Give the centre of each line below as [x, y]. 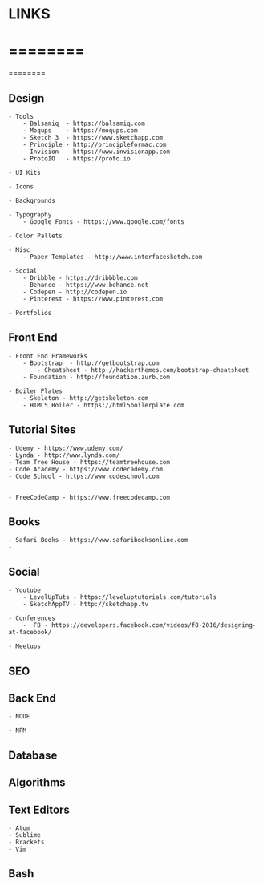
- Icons [21, 186]
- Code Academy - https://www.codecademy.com [85, 469]
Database [33, 755]
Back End [32, 698]
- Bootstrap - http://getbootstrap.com [91, 363]
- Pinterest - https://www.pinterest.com [93, 299]
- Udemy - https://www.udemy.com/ [66, 448]
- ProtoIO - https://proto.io [77, 158]
